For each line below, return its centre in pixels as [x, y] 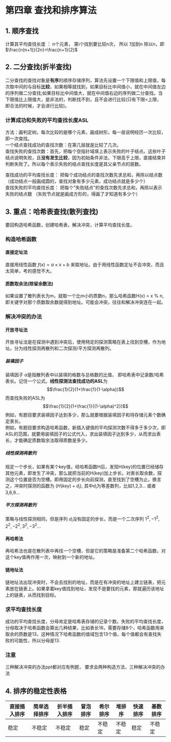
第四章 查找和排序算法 [51, 10]
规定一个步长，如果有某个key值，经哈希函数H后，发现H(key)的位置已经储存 [84, 467]
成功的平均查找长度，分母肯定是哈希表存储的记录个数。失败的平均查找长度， [85, 621]
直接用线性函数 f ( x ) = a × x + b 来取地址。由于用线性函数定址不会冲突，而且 [85, 265]
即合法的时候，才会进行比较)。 [37, 105]
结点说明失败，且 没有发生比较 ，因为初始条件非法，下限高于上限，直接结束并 [85, 158]
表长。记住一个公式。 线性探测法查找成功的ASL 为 [56, 381]
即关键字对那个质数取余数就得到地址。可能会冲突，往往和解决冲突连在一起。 [85, 302]
